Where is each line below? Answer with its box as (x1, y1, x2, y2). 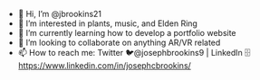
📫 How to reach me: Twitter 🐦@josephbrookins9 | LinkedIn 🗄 (17, 48, 251, 58)
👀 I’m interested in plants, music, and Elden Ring (17, 18, 197, 29)
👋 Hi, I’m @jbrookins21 (17, 9, 102, 19)
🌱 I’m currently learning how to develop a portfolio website (17, 28, 237, 38)
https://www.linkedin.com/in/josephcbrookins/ (17, 60, 192, 71)
